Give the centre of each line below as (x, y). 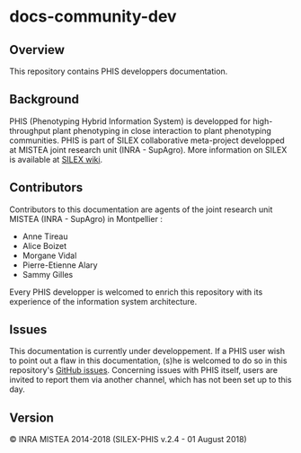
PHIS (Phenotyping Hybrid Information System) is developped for (130, 121)
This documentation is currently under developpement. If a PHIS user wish (147, 351)
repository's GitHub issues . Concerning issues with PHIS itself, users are (144, 370)
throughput (30, 130)
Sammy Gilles (48, 274)
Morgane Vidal (49, 255)
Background (44, 99)
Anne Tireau (45, 236)
